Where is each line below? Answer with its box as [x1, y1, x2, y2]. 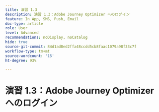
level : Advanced [5, 30, 39, 35]
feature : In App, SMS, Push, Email [5, 16, 79, 21]
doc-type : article [5, 21, 43, 26]
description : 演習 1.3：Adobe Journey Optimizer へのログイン [5, 12, 130, 17]
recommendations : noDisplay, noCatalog [5, 35, 88, 40]
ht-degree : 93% [5, 58, 37, 63]
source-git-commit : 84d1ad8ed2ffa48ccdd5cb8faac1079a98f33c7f [5, 44, 137, 49]
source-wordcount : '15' [5, 53, 55, 58]
